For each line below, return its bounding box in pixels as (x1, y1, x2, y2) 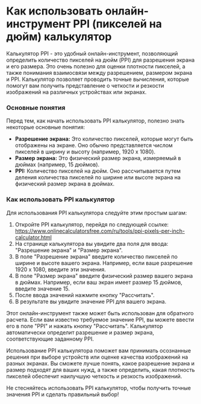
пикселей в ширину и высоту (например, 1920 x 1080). (14, 148, 156, 155)
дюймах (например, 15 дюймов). (14, 161, 100, 168)
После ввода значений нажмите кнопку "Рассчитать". (14, 291, 155, 298)
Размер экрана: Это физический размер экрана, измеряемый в (14, 155, 182, 162)
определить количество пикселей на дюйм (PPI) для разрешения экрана (6, 56, 195, 63)
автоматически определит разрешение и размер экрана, (6, 329, 155, 336)
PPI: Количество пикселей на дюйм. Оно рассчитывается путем (14, 167, 181, 175)
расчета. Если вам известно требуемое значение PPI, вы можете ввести (6, 316, 194, 323)
